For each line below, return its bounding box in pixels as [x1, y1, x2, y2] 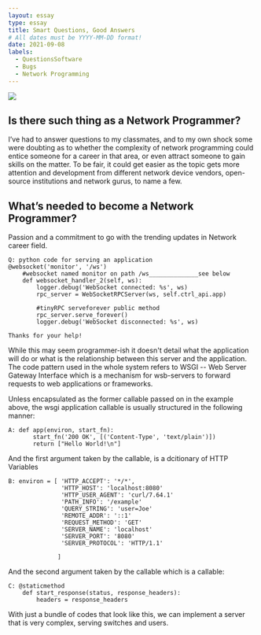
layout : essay [8, 11, 55, 20]
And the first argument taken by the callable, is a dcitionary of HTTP [8, 454, 229, 463]
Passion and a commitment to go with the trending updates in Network [8, 233, 237, 242]
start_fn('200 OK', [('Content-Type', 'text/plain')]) [32, 434, 216, 441]
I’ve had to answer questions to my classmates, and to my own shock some [8, 135, 253, 144]
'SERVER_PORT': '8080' [61, 533, 135, 541]
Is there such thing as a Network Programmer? [8, 114, 241, 127]
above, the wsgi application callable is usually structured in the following [8, 403, 243, 412]
